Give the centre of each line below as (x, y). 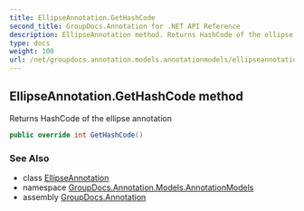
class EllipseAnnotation (66, 177)
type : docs (30, 43)
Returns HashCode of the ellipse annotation (90, 118)
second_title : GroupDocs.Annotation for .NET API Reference (125, 26)
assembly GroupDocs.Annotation (84, 197)
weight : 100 (32, 52)
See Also (29, 158)
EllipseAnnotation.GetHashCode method (127, 96)
